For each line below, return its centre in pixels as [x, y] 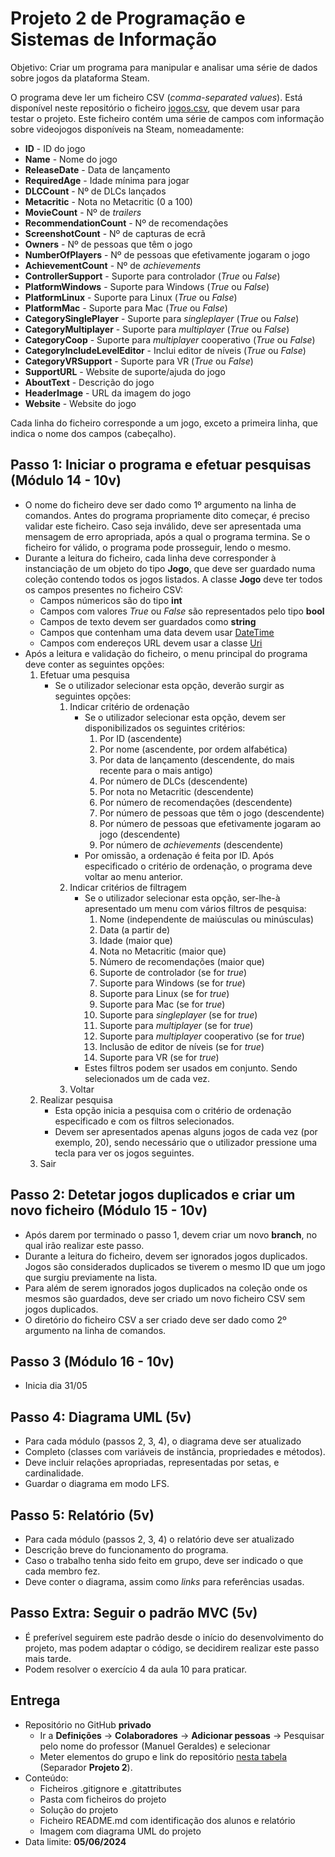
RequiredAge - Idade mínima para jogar [107, 180]
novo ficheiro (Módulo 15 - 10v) [109, 1210]
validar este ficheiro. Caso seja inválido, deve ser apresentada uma [163, 526]
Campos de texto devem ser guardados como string [148, 621]
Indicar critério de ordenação [129, 706]
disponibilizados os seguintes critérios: [165, 728]
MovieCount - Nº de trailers [83, 212]
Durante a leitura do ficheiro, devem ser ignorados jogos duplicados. [166, 1256]
